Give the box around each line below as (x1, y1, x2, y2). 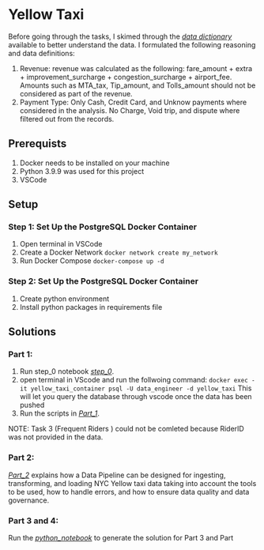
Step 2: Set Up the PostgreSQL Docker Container (8, 276, 199, 287)
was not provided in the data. (8, 432, 104, 442)
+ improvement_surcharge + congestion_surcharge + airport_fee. (19, 72, 232, 81)
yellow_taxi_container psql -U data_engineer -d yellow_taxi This (30, 383, 252, 393)
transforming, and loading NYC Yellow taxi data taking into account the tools (8, 478, 257, 488)
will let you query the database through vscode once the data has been (19, 392, 252, 401)
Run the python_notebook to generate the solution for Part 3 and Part (8, 533, 234, 543)
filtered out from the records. (19, 114, 115, 123)
